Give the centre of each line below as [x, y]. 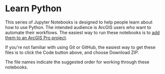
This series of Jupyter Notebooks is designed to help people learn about [79, 22]
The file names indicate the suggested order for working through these [77, 62]
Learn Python [33, 9]
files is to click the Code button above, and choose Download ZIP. [72, 52]
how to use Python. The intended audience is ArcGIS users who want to [78, 27]
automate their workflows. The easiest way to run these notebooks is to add [82, 32]
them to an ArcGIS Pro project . [36, 38]
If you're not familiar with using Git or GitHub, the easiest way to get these [80, 47]
